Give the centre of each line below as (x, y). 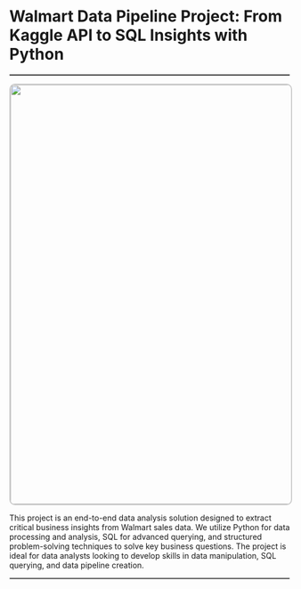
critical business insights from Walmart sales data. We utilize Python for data (150, 527)
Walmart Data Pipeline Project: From (146, 16)
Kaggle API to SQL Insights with (128, 35)
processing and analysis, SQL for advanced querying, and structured (136, 536)
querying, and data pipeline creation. (77, 565)
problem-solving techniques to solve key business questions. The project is (148, 546)
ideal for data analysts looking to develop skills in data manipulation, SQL (143, 555)
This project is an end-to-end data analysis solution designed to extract (140, 518)
